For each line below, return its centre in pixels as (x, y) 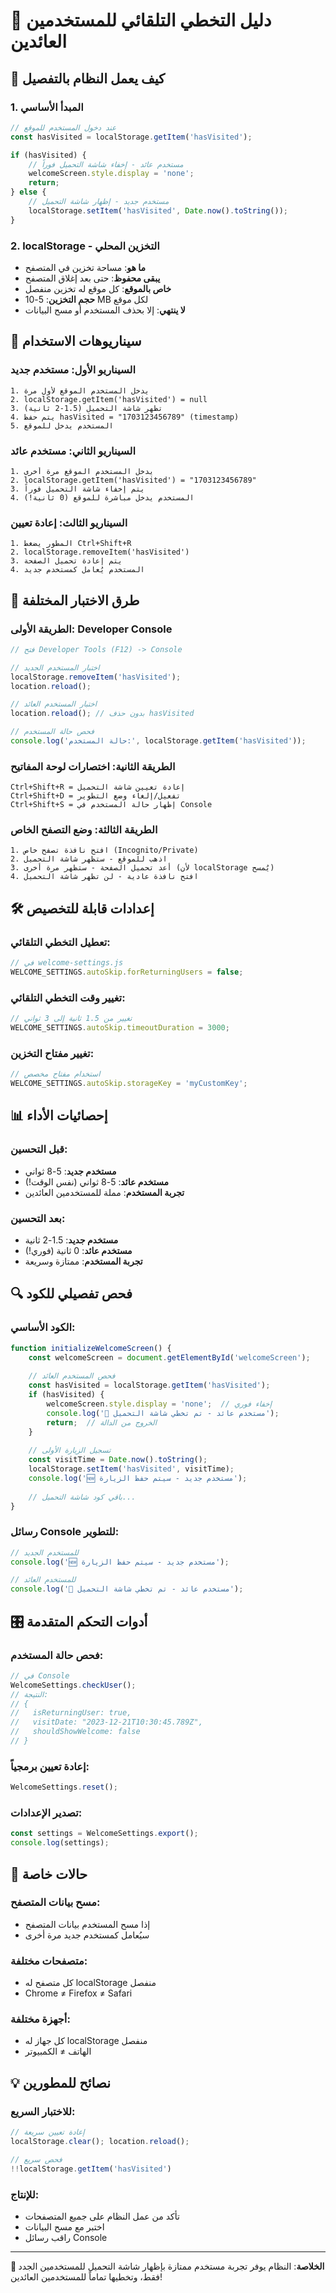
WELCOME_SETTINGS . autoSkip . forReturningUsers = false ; (127, 972)
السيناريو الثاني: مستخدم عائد (73, 451)
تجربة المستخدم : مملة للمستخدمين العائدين (104, 1192)
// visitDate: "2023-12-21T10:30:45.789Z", (106, 1722)
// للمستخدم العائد (43, 1580)
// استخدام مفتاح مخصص (55, 1074)
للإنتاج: (25, 2194)
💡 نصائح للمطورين (61, 2082)
